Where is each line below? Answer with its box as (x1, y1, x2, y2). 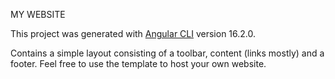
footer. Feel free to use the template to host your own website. (10, 58, 267, 69)
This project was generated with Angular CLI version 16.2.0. (10, 28, 257, 39)
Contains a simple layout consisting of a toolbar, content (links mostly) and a (10, 47, 325, 59)
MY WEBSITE (10, 9, 66, 20)
